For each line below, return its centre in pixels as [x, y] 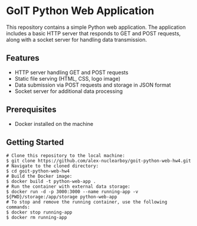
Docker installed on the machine [54, 124]
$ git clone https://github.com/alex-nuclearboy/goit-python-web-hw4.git [99, 161]
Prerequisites [31, 110]
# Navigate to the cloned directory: [52, 166]
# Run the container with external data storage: [68, 187]
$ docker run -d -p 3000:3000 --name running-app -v [72, 192]
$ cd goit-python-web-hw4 [38, 171]
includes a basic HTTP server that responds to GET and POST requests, [93, 33]
